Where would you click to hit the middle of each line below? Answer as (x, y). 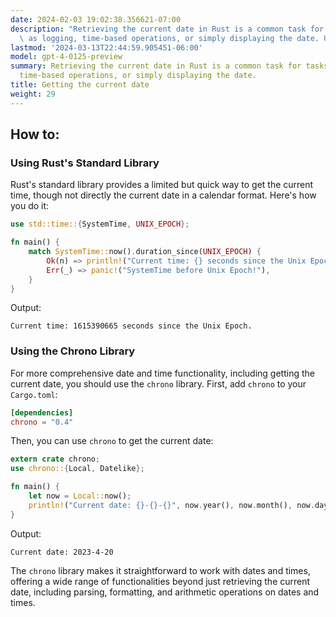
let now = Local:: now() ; (80, 496)
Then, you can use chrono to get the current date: (112, 441)
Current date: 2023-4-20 (62, 552)
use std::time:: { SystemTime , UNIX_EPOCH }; (100, 224)
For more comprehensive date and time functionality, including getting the (162, 373)
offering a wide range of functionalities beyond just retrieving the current (160, 581)
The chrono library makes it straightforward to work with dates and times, (160, 570)
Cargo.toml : (34, 394)
